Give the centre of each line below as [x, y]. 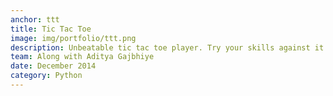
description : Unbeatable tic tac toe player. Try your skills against [160, 47]
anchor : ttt [35, 19]
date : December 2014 [53, 66]
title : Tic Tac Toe [51, 29]
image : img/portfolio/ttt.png [73, 38]
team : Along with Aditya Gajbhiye [82, 57]
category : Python [46, 76]
